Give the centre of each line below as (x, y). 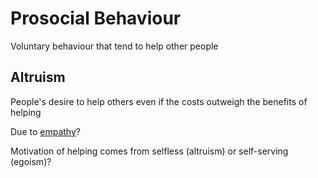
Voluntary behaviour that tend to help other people (114, 46)
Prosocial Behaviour (96, 18)
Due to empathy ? (45, 131)
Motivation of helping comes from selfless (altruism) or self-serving (149, 151)
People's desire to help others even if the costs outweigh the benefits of (159, 101)
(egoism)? (31, 161)
